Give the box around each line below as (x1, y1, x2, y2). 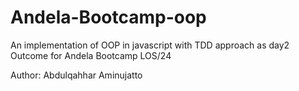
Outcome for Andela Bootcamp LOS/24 (10, 49, 172, 61)
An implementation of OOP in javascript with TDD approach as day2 (10, 39, 290, 51)
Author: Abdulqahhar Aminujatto (10, 69, 143, 81)
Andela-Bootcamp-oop (10, 6, 207, 29)
